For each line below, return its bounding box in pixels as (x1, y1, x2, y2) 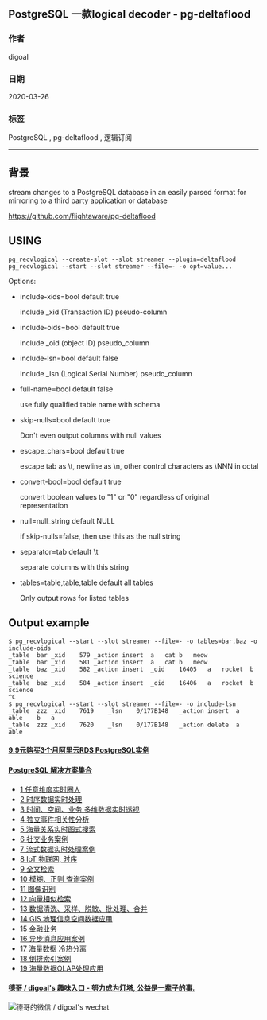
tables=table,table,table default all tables (19, 578, 153, 587)
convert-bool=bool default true (19, 477, 122, 486)
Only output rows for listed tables (19, 593, 130, 602)
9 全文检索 (19, 864, 55, 874)
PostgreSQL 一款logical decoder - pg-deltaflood (8, 7, 251, 21)
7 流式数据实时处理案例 (19, 844, 96, 854)
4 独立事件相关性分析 (19, 814, 90, 823)
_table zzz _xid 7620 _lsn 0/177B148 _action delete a (8, 721, 240, 729)
